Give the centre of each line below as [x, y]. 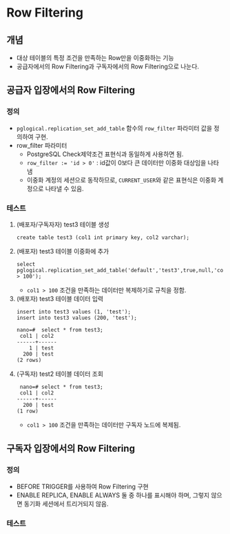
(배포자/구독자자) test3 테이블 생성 [63, 224]
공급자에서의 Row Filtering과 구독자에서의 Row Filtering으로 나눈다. [108, 66]
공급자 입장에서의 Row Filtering [71, 90]
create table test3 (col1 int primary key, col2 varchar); [103, 237]
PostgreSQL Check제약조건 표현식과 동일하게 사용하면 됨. [105, 154]
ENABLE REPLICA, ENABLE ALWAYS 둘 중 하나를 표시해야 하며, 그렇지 [113, 495]
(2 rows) [29, 360]
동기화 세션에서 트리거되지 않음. [66, 504]
